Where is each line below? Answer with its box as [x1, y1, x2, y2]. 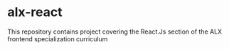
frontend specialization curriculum [7, 34, 108, 43]
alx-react [7, 4, 63, 20]
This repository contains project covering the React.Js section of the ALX [7, 27, 223, 36]
